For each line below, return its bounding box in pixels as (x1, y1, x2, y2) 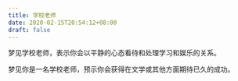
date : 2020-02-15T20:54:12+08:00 (8, 19, 117, 26)
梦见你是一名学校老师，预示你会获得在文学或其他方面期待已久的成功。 (8, 65, 235, 74)
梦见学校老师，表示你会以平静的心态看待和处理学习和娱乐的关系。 (8, 48, 221, 58)
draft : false (8, 26, 51, 33)
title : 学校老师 (8, 11, 56, 19)
